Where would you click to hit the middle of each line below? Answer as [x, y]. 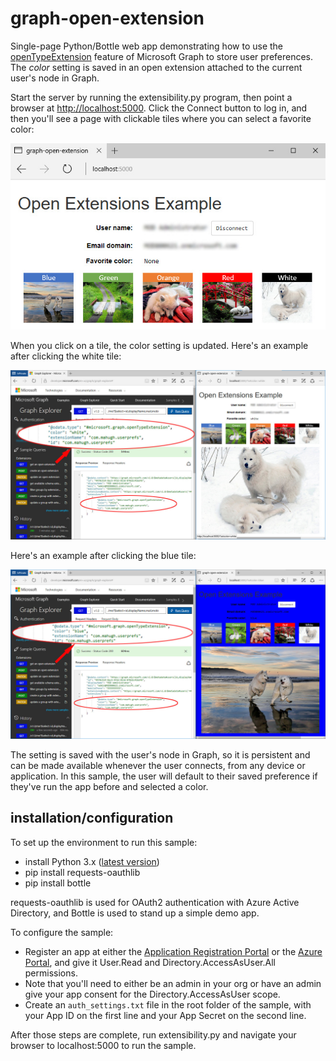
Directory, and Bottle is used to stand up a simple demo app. [135, 913]
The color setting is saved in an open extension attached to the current [156, 67]
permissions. [51, 973]
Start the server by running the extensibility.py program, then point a [151, 97]
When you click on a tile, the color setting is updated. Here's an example [159, 346]
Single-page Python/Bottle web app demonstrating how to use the [146, 46]
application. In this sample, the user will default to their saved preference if [164, 776]
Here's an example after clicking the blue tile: [103, 556]
